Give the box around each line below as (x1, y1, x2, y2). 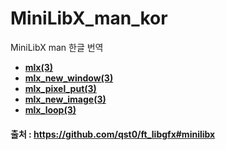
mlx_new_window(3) (24, 72, 114, 84)
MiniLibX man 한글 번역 (10, 41, 104, 53)
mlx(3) (24, 61, 54, 73)
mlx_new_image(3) (24, 93, 107, 105)
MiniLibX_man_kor (10, 7, 168, 30)
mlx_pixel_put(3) (24, 82, 97, 94)
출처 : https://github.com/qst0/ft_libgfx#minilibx (10, 128, 216, 140)
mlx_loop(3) (24, 103, 77, 116)
